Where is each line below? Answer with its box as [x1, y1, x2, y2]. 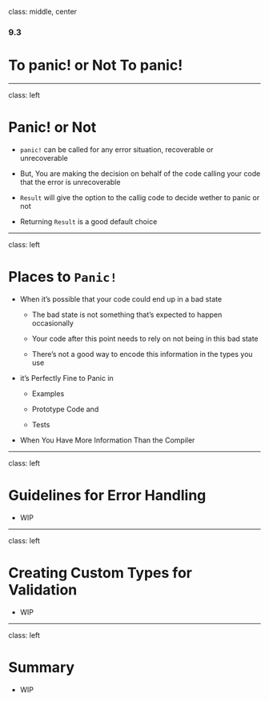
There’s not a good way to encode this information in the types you [31, 349, 254, 359]
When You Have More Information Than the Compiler [19, 435, 195, 445]
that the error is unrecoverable [19, 177, 121, 186]
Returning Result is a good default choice [19, 216, 158, 226]
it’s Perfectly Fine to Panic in [19, 373, 114, 383]
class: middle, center [8, 7, 78, 16]
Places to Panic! [8, 267, 118, 286]
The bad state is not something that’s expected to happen [31, 310, 223, 319]
